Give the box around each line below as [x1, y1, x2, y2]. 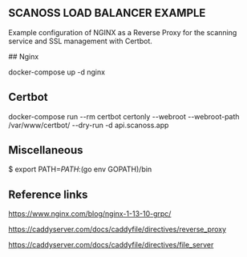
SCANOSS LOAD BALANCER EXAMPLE [8, 6, 206, 20]
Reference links [8, 187, 88, 201]
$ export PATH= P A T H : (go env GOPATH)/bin [8, 164, 152, 175]
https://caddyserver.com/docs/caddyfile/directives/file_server [8, 240, 214, 250]
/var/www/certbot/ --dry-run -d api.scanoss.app [8, 120, 169, 130]
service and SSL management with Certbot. [8, 36, 152, 46]
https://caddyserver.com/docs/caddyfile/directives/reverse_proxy [8, 224, 227, 235]
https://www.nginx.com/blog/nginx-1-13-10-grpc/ [8, 209, 172, 219]
